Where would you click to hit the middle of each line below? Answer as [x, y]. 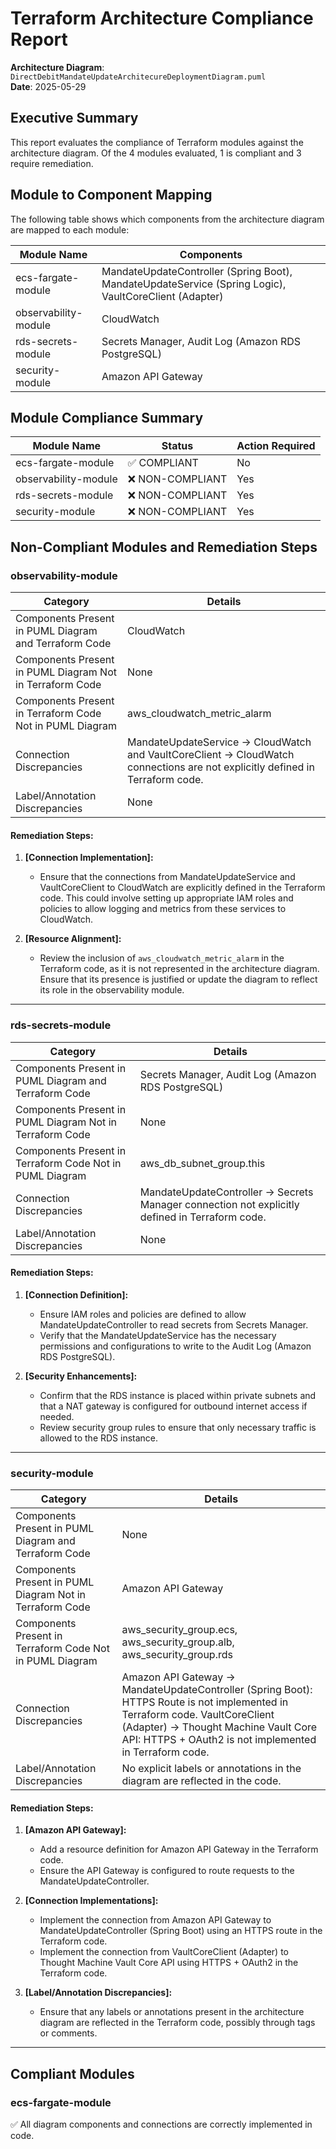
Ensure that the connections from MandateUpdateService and [167, 877]
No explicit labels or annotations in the [211, 1769]
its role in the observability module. [112, 990]
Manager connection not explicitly [219, 1204]
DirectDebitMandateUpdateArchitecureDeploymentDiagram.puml [138, 77]
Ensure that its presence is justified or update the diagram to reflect [178, 979]
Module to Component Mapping [111, 195]
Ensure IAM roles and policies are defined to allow [143, 1314]
